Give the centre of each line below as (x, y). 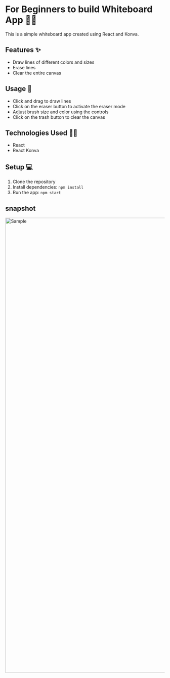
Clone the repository (34, 182)
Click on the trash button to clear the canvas (59, 117)
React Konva (26, 151)
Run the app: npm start (37, 193)
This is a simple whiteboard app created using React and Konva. (72, 34)
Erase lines (24, 67)
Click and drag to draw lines (42, 101)
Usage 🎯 (18, 89)
